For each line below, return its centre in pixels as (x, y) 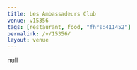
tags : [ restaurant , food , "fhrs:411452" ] (69, 27)
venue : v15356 (28, 21)
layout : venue (28, 40)
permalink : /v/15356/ (39, 34)
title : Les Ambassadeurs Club (52, 14)
